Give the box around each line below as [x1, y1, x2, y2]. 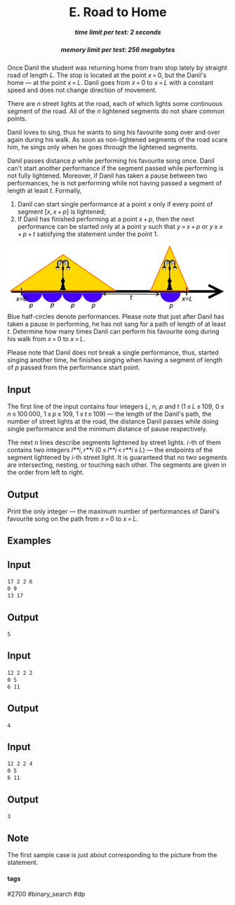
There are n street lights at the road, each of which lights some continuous [7, 99, 223, 107]
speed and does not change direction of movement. [7, 86, 157, 94]
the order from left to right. [7, 468, 84, 477]
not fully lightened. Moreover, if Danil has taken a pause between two [7, 171, 208, 180]
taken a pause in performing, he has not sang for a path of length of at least [7, 320, 227, 329]
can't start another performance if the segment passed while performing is [7, 164, 224, 172]
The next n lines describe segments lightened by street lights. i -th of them [7, 438, 221, 447]
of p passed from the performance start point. [7, 363, 140, 372]
